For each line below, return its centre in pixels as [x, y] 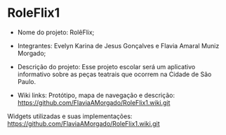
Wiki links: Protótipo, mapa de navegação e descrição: [96, 95]
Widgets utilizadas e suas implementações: [70, 116]
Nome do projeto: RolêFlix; [56, 32]
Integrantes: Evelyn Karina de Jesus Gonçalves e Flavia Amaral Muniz [118, 45]
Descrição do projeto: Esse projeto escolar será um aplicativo [106, 66]
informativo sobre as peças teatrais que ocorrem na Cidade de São [114, 74]
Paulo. [27, 81]
